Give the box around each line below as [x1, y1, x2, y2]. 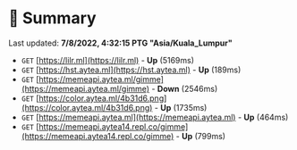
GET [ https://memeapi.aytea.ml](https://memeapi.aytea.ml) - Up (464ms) [21, 112, 289, 122]
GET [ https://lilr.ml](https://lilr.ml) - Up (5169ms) [21, 54, 194, 65]
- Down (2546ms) [150, 83, 218, 94]
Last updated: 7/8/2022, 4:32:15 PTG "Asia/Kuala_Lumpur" [8, 37, 233, 48]
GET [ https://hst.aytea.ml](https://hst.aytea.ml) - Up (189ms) [21, 64, 242, 75]
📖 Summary [8, 8, 97, 29]
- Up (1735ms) [154, 102, 208, 112]
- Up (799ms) [175, 130, 225, 141]
